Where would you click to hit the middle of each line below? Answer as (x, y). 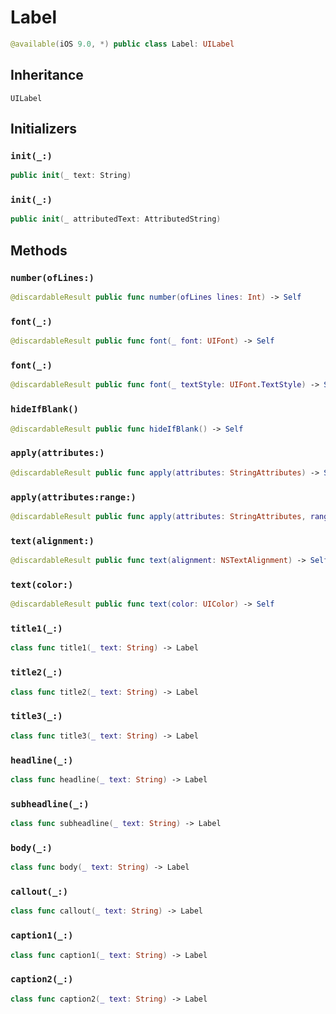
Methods (39, 250)
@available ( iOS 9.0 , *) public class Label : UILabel (122, 44)
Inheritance (47, 75)
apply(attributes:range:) (73, 497)
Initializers (44, 129)
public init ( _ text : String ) (71, 176)
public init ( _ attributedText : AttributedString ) (116, 219)
